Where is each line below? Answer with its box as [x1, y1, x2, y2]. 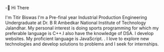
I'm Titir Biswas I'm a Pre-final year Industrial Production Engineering [5, 14, 147, 20]
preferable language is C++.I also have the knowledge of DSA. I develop [5, 30, 154, 36]
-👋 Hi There [5, 5, 29, 10]
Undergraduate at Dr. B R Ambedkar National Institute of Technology [5, 20, 146, 25]
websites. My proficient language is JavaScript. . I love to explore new [5, 35, 149, 41]
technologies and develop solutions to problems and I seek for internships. [5, 41, 159, 47]
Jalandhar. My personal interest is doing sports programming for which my [5, 25, 159, 31]
